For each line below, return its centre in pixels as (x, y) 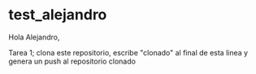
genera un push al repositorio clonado (72, 61)
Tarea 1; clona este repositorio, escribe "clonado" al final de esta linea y (128, 52)
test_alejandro (58, 15)
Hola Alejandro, (34, 37)
